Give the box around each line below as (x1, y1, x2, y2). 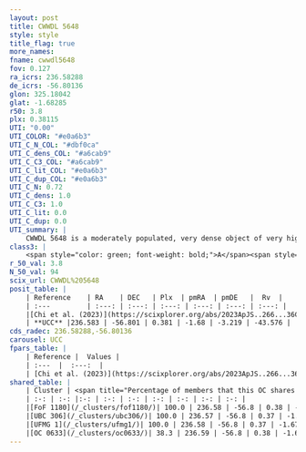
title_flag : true (9, 38, 76, 48)
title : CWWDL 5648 (9, 22, 79, 31)
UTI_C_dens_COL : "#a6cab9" (9, 149, 112, 158)
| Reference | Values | (25, 352, 120, 361)
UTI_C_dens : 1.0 (9, 191, 71, 200)
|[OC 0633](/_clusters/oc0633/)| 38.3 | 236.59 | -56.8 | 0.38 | (25, 428, 280, 437)
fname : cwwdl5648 (9, 56, 76, 65)
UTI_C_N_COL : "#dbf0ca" (9, 140, 100, 149)
